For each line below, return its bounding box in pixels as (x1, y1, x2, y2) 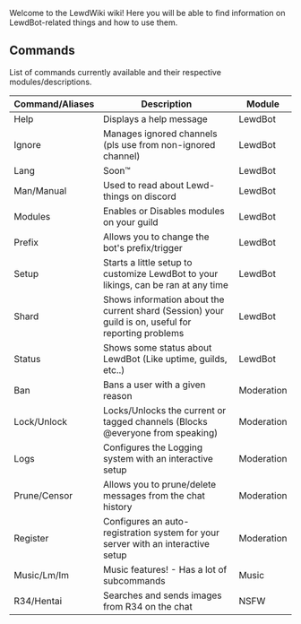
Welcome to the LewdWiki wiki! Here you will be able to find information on (9, 8, 286, 18)
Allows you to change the (102, 230, 210, 243)
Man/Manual (13, 184, 67, 196)
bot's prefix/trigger (102, 241, 183, 254)
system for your (153, 526, 220, 539)
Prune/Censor (13, 489, 73, 501)
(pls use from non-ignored (102, 138, 216, 151)
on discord (131, 190, 176, 203)
